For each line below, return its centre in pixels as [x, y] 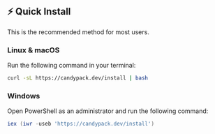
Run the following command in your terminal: [72, 66]
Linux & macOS [34, 50]
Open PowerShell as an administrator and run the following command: [108, 111]
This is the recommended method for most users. [79, 32]
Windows [24, 96]
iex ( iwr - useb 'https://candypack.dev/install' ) [81, 124]
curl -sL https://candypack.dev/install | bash [78, 78]
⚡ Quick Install [39, 12]
